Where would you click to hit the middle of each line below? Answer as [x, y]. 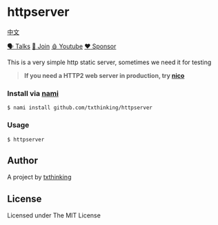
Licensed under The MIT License [54, 215]
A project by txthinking [39, 177]
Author [22, 160]
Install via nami [33, 93]
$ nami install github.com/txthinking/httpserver [80, 108]
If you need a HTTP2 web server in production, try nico [104, 75]
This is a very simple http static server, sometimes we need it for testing [109, 62]
